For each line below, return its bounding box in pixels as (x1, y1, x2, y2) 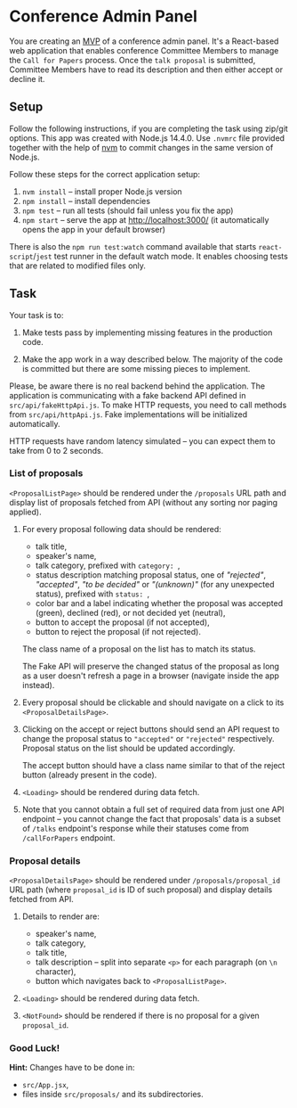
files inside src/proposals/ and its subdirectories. (21, 1089, 204, 1100)
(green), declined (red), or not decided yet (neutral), (35, 607, 226, 618)
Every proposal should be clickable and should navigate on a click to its (21, 697, 285, 708)
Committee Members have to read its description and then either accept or (9, 64, 283, 75)
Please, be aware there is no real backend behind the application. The (9, 381, 265, 391)
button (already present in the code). (21, 769, 157, 780)
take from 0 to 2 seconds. (9, 445, 104, 456)
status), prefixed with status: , (35, 588, 150, 599)
